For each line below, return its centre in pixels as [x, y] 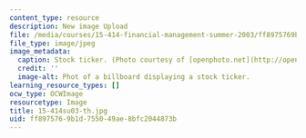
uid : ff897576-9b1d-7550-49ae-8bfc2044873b [93, 119]
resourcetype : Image [49, 102]
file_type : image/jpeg [52, 43]
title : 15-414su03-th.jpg [58, 111]
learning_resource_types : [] [65, 85]
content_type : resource [55, 18]
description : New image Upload [69, 26]
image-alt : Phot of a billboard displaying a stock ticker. [134, 77]
